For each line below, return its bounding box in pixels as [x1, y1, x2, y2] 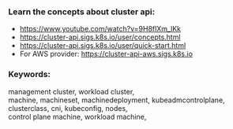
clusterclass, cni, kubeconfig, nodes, [8, 103, 128, 112]
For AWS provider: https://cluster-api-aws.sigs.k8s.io [19, 50, 194, 59]
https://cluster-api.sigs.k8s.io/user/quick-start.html [19, 41, 186, 50]
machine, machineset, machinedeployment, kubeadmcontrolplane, [8, 95, 225, 105]
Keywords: [8, 69, 51, 80]
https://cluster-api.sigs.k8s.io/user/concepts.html [19, 32, 181, 42]
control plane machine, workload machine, [8, 112, 147, 121]
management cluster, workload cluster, [8, 87, 135, 96]
